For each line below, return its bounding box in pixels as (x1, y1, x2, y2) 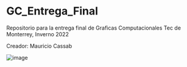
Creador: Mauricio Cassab (6, 42, 72, 49)
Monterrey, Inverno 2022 (6, 30, 69, 37)
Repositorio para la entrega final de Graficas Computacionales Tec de (6, 24, 182, 31)
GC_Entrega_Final (6, 4, 99, 18)
